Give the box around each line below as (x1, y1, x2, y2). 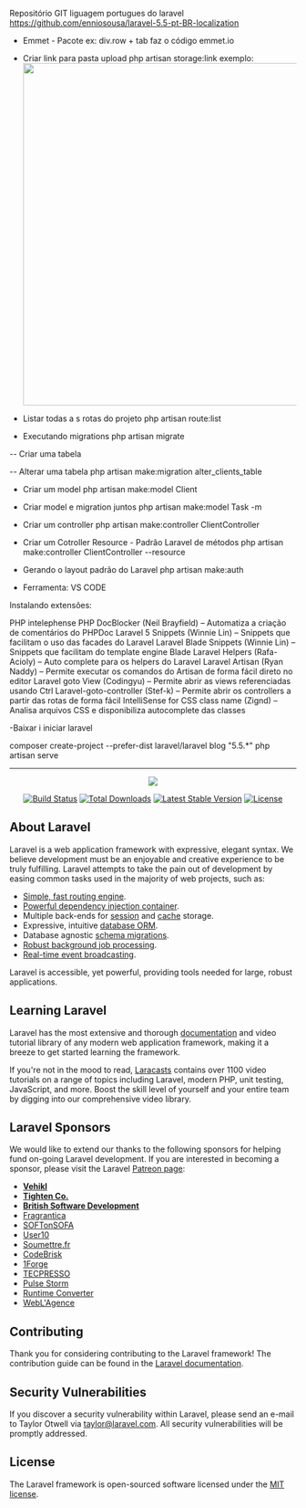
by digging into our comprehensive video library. (9, 1093, 191, 1104)
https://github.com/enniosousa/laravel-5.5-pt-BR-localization (9, 17, 240, 28)
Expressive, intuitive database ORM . (22, 920, 158, 931)
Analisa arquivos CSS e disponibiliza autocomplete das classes (9, 705, 246, 715)
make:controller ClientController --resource (22, 547, 186, 557)
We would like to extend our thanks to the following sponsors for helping (9, 1144, 281, 1155)
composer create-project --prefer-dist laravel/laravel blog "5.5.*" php (9, 740, 270, 751)
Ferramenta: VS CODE (22, 582, 107, 593)
